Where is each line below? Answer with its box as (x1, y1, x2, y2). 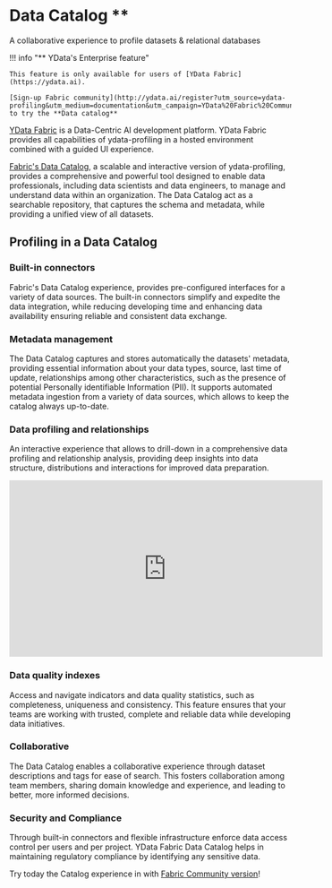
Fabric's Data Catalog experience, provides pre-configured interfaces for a (9, 281, 285, 292)
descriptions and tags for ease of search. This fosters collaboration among (9, 770, 285, 780)
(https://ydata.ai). (9, 77, 87, 86)
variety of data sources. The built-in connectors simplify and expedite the (9, 291, 281, 302)
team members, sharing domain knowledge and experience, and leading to (9, 780, 286, 790)
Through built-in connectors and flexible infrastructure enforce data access (9, 832, 288, 843)
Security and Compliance (9, 812, 123, 824)
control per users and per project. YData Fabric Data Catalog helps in (9, 841, 264, 852)
